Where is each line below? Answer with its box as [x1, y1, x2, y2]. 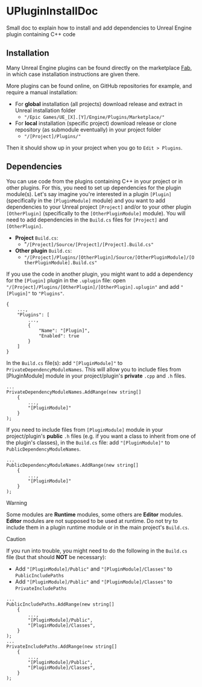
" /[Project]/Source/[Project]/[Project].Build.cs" [24, 240, 154, 248]
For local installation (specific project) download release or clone [14, 119, 177, 127]
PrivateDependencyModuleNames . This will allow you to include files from [6, 366, 181, 373]
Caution [6, 535, 26, 542]
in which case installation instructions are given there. [6, 71, 140, 78]
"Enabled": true [38, 333, 80, 339]
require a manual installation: [6, 89, 78, 96]
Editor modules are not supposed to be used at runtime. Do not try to [6, 517, 178, 524]
